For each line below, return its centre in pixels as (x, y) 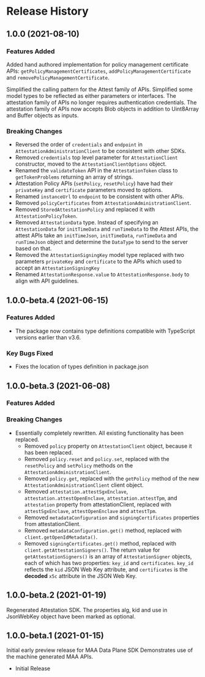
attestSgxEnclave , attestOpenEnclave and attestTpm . (91, 511)
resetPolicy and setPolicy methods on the (79, 465)
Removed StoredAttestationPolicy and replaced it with (85, 210)
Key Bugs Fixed (30, 353)
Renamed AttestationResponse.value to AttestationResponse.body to (102, 275)
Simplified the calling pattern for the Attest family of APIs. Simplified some (99, 89)
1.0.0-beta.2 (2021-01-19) (57, 595)
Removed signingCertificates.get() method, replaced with (100, 543)
